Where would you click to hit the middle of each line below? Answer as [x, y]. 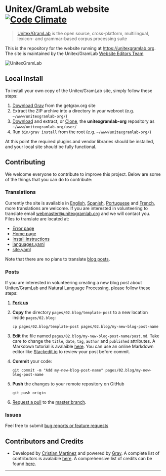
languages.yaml [28, 244]
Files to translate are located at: [37, 218]
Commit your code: [32, 361]
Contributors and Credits [44, 441]
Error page [23, 228]
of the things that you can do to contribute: [49, 179]
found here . [24, 464]
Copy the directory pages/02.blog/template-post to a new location [80, 313]
